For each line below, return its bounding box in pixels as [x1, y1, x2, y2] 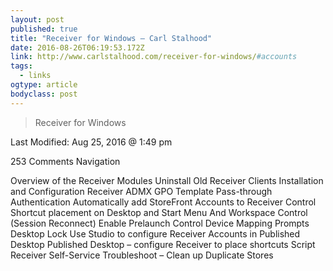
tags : [10, 61, 33, 71]
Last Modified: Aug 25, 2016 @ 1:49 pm [10, 136, 173, 148]
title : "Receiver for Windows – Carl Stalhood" [10, 33, 213, 43]
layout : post [10, 14, 65, 25]
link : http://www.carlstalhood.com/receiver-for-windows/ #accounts [10, 52, 298, 62]
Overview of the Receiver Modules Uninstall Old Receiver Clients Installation [10, 174, 324, 186]
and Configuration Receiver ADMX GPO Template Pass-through [10, 185, 273, 197]
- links [19, 71, 52, 81]
